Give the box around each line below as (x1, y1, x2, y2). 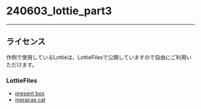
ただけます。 (6, 61, 38, 68)
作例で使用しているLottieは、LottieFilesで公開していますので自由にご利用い (6, 54, 192, 61)
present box (14, 90, 45, 97)
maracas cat (14, 96, 46, 104)
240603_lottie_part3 (6, 4, 112, 18)
